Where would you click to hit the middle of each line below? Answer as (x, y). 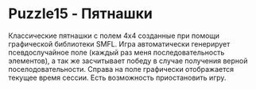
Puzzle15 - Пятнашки (80, 14)
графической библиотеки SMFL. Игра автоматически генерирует (119, 43)
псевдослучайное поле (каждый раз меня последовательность (116, 52)
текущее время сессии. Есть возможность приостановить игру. (117, 77)
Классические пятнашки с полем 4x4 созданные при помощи (114, 36)
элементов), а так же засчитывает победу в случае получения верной (128, 61)
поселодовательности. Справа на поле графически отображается (121, 69)
